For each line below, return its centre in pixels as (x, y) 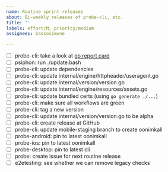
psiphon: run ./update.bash (48, 62)
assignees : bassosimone (36, 34)
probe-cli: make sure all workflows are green (69, 103)
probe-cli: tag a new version (49, 109)
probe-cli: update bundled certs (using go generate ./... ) (86, 96)
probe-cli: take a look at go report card (62, 56)
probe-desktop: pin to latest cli (52, 149)
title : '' (18, 23)
